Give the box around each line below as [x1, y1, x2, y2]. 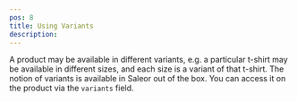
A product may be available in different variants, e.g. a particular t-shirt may [9, 55, 288, 65]
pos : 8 [9, 13, 34, 22]
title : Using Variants [9, 21, 94, 30]
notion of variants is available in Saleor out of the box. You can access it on [9, 73, 286, 84]
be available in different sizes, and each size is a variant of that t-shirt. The [9, 64, 284, 74]
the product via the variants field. [9, 82, 134, 94]
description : [9, 30, 58, 38]
